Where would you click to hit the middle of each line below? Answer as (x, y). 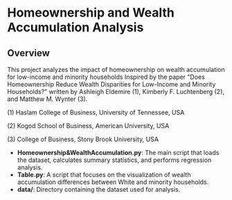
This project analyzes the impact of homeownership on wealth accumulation (116, 70)
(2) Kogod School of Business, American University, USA (88, 126)
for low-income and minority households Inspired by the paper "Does (106, 77)
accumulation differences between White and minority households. (113, 182)
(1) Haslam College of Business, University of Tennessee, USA (96, 112)
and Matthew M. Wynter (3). (47, 99)
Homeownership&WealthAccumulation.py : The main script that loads (118, 153)
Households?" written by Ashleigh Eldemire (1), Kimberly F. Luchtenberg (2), (116, 92)
